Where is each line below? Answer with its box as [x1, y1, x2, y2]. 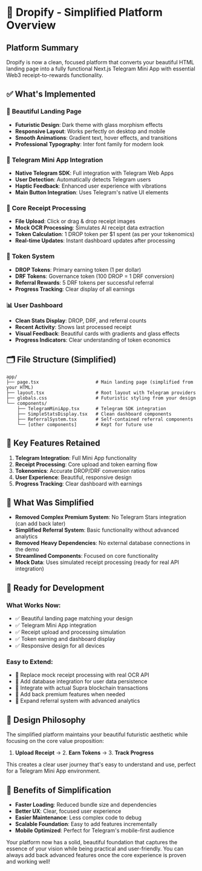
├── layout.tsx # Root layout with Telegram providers [6, 390, 197, 396]
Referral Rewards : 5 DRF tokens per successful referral [15, 279, 154, 286]
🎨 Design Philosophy [6, 714, 86, 725]
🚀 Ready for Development [6, 583, 105, 593]
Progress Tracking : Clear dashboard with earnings [15, 480, 143, 487]
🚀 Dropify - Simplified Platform [6, 5, 163, 19]
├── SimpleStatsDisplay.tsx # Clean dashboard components [17, 411, 172, 417]
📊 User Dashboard [6, 300, 63, 309]
